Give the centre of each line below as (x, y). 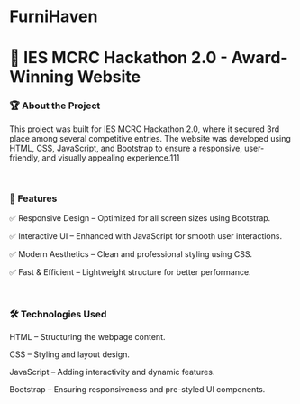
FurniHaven (54, 17)
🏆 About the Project (55, 106)
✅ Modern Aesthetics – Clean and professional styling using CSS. (131, 253)
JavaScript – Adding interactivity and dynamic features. (112, 372)
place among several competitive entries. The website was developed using (150, 138)
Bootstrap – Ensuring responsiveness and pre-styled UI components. (137, 390)
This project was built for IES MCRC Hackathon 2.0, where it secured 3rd (145, 129)
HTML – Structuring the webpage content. (87, 337)
